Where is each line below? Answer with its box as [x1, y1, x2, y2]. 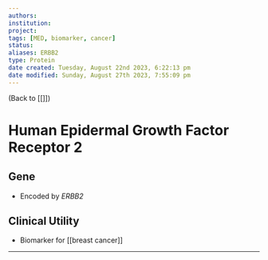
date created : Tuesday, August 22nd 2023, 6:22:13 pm [8, 64, 191, 72]
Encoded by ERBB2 [19, 191, 84, 201]
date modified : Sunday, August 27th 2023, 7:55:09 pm [8, 71, 191, 79]
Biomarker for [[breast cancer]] [19, 235, 124, 245]
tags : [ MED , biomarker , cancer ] [8, 34, 116, 42]
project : [8, 26, 37, 34]
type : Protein [8, 57, 56, 65]
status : [8, 42, 34, 50]
